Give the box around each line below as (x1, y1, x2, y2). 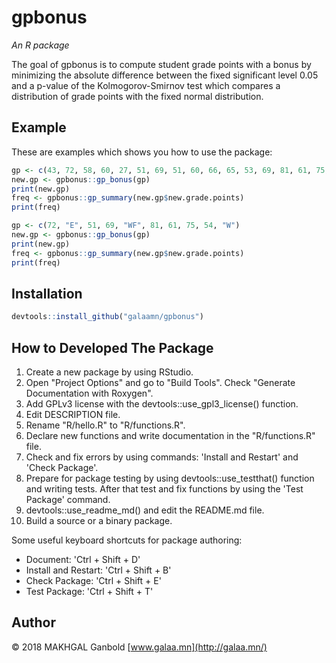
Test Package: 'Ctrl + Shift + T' (25, 586, 154, 597)
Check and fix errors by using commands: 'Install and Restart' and (25, 451, 299, 463)
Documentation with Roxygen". (25, 387, 154, 399)
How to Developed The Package (11, 339, 214, 356)
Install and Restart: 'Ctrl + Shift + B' (25, 564, 172, 576)
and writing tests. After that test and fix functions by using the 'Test (25, 483, 304, 495)
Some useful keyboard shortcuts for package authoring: (11, 534, 243, 546)
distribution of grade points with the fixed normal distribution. (11, 90, 264, 102)
